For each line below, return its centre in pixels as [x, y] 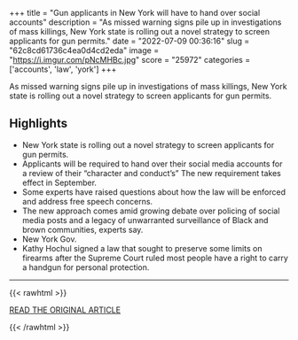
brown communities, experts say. [82, 229]
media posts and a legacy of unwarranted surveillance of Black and [145, 220]
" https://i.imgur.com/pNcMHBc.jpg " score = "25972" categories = [130, 60]
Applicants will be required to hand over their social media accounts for [152, 164]
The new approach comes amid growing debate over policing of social [151, 211]
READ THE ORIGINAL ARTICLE [65, 310]
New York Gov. [49, 239]
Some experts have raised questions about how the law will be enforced [154, 192]
